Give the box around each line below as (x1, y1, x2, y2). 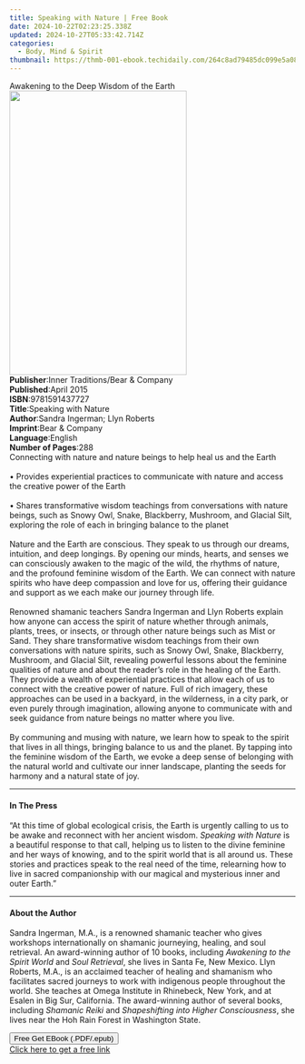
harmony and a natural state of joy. (9, 770, 140, 781)
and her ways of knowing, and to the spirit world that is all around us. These (9, 849, 293, 860)
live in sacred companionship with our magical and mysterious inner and (9, 868, 280, 879)
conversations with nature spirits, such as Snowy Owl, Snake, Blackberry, (9, 645, 284, 656)
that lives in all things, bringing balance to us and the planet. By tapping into (9, 742, 293, 752)
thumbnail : (9, 55, 51, 65)
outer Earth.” (9, 878, 57, 889)
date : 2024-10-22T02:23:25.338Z (9, 22, 132, 31)
